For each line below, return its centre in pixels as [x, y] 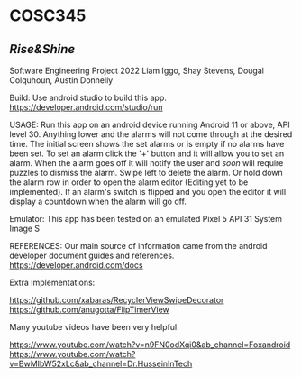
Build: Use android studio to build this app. [88, 97]
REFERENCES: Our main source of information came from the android [138, 246]
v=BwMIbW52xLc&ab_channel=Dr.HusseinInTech [101, 363]
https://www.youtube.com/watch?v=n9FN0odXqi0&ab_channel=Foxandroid [150, 345]
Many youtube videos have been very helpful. [94, 327]
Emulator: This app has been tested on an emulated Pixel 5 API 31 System [146, 219]
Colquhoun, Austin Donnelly [61, 80]
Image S [25, 228]
